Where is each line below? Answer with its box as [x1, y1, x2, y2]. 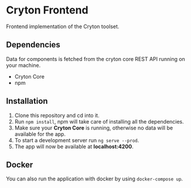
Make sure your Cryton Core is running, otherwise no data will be [14, 124, 173, 131]
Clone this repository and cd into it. [14, 112, 100, 119]
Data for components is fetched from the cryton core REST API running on [6, 55, 186, 62]
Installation [6, 96, 48, 106]
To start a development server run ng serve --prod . [14, 136, 139, 143]
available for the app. [14, 130, 66, 138]
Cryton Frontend [6, 4, 89, 17]
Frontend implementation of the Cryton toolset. [6, 23, 120, 30]
